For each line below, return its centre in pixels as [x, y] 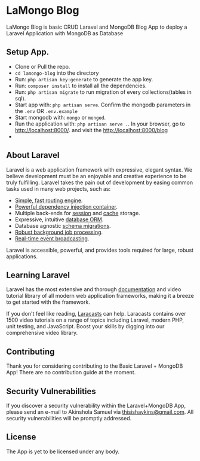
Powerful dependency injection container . [66, 206]
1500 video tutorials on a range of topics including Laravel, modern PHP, [95, 320]
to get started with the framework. [48, 302]
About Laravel [33, 155]
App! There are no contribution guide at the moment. [71, 373]
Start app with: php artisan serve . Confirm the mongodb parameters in [103, 105]
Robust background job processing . [59, 232]
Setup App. [28, 52]
